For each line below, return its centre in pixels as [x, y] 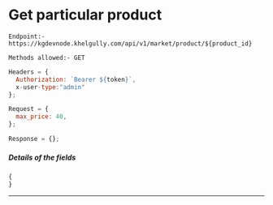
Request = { [28, 109]
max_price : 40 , [41, 117]
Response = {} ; [34, 139]
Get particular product [85, 15]
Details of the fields [42, 157]
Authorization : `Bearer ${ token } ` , [76, 79]
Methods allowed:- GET [47, 58]
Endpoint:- [27, 36]
